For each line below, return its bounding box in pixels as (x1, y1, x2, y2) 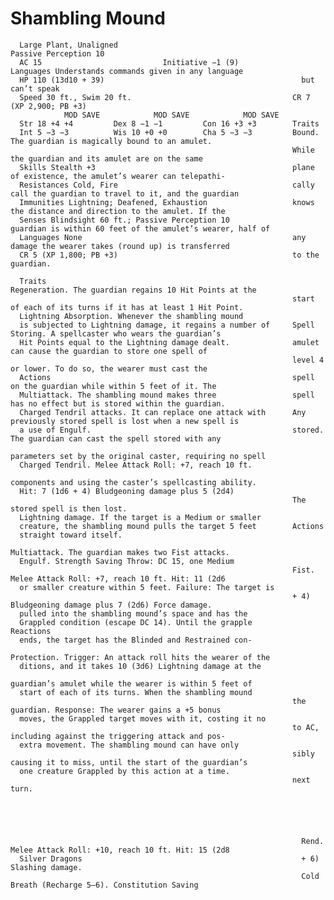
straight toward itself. (19, 530, 123, 540)
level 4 (292, 355, 325, 365)
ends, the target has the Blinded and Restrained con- (19, 635, 253, 645)
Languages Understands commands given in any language (10, 66, 244, 76)
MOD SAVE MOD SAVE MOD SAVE (63, 110, 280, 120)
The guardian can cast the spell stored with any (10, 433, 222, 444)
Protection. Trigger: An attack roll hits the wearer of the (10, 652, 271, 662)
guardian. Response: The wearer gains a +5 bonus (10, 705, 222, 715)
